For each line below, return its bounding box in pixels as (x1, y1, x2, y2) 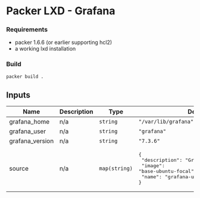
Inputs (6, 90, 31, 100)
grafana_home (9, 118, 50, 126)
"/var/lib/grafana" (138, 118, 194, 125)
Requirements (6, 26, 48, 34)
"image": (141, 162, 165, 169)
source (9, 165, 29, 173)
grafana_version (9, 137, 54, 145)
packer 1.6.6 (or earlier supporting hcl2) (14, 39, 112, 46)
